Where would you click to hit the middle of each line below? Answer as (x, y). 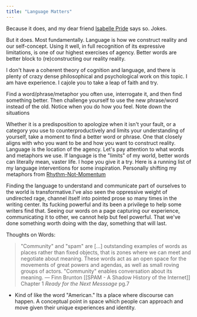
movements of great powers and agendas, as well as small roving (100, 265)
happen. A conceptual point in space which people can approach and (99, 301)
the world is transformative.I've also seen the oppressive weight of (87, 191)
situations (18, 113)
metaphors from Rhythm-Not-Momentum (56, 174)
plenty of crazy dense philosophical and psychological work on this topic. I (97, 76)
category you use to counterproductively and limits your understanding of (96, 130)
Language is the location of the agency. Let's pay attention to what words (95, 149)
